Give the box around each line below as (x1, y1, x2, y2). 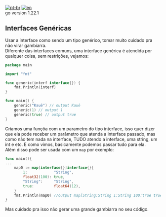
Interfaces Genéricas (5, 24, 72, 33)
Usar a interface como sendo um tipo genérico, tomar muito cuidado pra (5, 37, 153, 43)
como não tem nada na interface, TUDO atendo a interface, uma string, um (5, 136, 158, 142)
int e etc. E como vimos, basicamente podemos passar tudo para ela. (5, 141, 146, 147)
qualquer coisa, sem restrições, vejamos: (5, 53, 89, 59)
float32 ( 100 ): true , (23, 175, 65, 180)
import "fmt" (5, 72, 32, 76)
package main (5, 62, 32, 68)
